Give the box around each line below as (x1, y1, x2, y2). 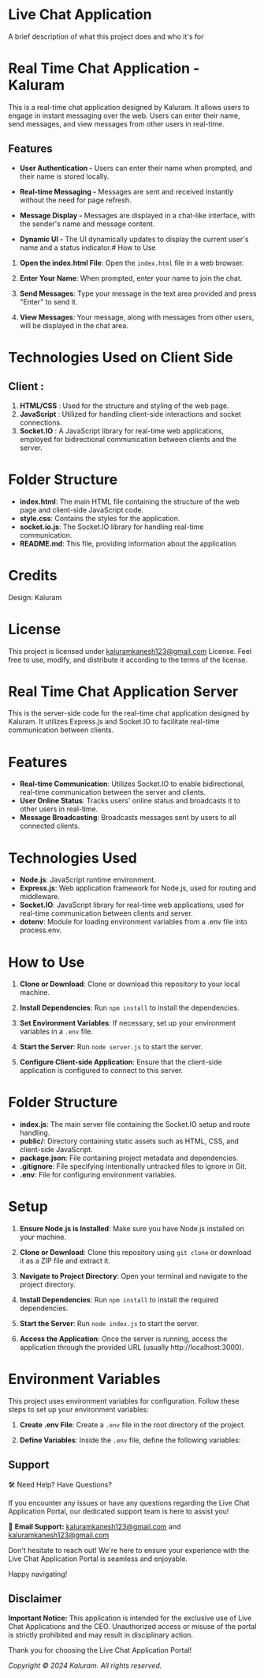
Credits (8, 566, 58, 584)
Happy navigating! (8, 1569, 68, 1578)
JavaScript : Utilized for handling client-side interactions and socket (19, 409, 242, 418)
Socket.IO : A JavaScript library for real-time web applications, (19, 425, 225, 436)
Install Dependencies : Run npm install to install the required (19, 1295, 219, 1305)
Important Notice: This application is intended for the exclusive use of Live (8, 1613, 252, 1623)
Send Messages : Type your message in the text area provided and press (19, 289, 257, 298)
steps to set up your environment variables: (8, 1405, 150, 1415)
